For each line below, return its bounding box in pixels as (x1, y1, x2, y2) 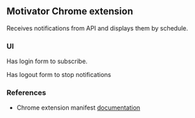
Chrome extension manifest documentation (16, 103, 140, 112)
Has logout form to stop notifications (6, 71, 112, 79)
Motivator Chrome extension (6, 6, 133, 17)
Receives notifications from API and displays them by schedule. (6, 24, 189, 32)
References (6, 88, 46, 98)
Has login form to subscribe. (6, 57, 88, 65)
